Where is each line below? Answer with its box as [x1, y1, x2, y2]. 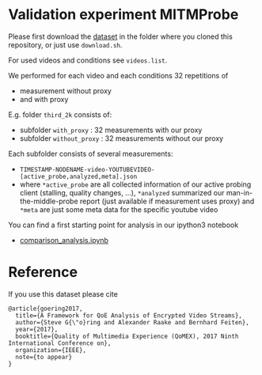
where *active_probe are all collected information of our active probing [19, 180, 252, 189]
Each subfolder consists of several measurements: [8, 149, 173, 158]
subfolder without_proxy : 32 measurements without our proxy [19, 133, 224, 143]
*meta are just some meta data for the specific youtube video [19, 204, 218, 214]
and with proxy [19, 94, 69, 104]
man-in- [226, 187, 253, 197]
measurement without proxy [19, 85, 112, 96]
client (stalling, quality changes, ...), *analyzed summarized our [19, 187, 225, 197]
